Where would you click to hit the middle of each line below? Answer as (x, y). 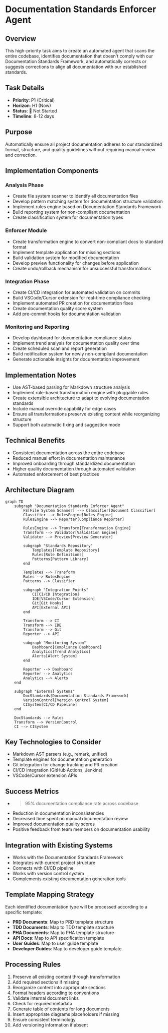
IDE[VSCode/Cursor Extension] (63, 598)
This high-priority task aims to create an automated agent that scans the (80, 51)
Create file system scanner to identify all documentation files (75, 196)
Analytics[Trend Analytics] (61, 651)
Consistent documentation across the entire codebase (69, 453)
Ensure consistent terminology (44, 1019)
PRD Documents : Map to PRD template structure (63, 922)
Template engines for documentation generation (62, 759)
